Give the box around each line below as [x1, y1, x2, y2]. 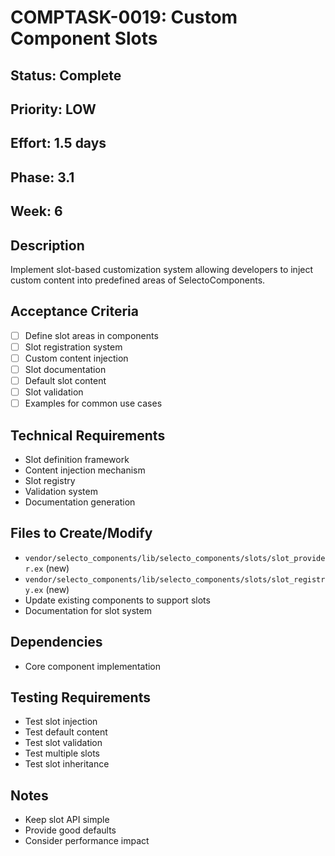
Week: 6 [10, 203, 63, 220]
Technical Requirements [10, 427, 166, 444]
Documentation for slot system [24, 604, 152, 616]
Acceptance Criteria [10, 303, 139, 320]
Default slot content [24, 375, 107, 387]
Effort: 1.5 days [10, 135, 107, 152]
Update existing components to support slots [24, 594, 211, 606]
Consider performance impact [24, 835, 150, 847]
